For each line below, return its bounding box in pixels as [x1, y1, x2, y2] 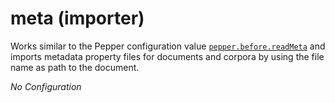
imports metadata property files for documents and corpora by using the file [10, 50, 325, 62]
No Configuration [10, 80, 82, 92]
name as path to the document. [10, 61, 140, 73]
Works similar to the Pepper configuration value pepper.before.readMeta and [10, 40, 326, 52]
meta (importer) [10, 7, 145, 30]
